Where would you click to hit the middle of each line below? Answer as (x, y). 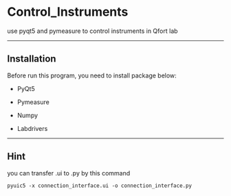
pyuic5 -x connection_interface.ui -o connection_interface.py (100, 186)
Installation (32, 59)
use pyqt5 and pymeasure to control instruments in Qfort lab (92, 31)
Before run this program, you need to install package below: (92, 75)
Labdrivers (32, 128)
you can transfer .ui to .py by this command (69, 173)
